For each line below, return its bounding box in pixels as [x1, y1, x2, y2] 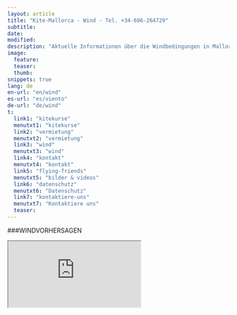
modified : [7, 37, 37, 44]
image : [7, 50, 27, 57]
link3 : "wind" [13, 142, 55, 149]
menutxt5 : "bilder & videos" [13, 174, 99, 181]
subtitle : [7, 23, 37, 30]
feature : [13, 56, 39, 63]
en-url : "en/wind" [7, 89, 61, 96]
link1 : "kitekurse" [13, 115, 71, 122]
